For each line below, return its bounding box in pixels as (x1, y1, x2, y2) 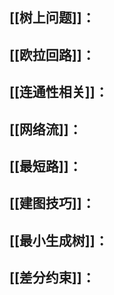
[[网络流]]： (9, 121, 82, 138)
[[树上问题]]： (9, 9, 96, 27)
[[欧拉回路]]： (9, 46, 96, 63)
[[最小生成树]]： (9, 232, 109, 249)
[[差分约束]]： (9, 269, 96, 287)
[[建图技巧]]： (9, 195, 96, 212)
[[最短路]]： (9, 158, 82, 175)
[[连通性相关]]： (9, 84, 109, 101)
